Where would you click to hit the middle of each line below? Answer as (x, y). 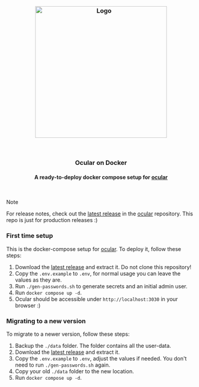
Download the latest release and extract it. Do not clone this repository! (103, 267)
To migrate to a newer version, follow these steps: (68, 334)
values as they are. (38, 280)
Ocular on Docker (101, 163)
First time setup (30, 236)
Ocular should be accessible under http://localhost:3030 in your (96, 299)
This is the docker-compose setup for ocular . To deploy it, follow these (94, 249)
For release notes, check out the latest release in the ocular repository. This (100, 214)
